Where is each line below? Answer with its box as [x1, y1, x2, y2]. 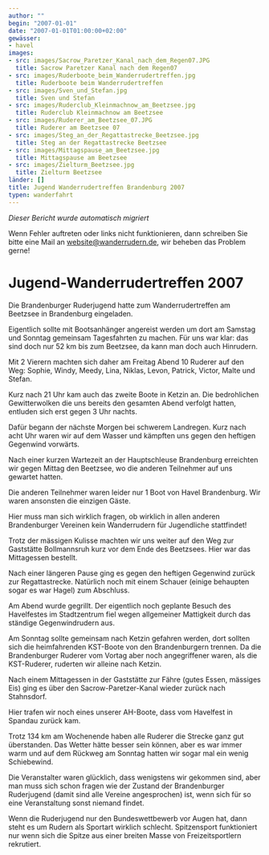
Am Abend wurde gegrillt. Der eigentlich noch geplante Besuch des [8, 601, 231, 610]
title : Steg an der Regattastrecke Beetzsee [15, 138, 167, 147]
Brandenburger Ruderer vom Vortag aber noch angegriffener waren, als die [8, 650, 258, 660]
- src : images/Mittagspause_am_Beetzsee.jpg [8, 146, 160, 154]
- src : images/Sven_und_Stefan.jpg [8, 86, 128, 95]
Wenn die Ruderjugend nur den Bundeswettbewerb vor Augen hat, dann [8, 813, 247, 823]
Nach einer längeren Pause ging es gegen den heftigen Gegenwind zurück [8, 568, 255, 578]
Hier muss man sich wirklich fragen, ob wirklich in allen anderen [8, 511, 220, 521]
